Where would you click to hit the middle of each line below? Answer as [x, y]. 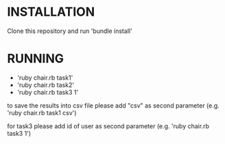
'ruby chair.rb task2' [45, 85]
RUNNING [35, 59]
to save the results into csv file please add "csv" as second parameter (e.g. [113, 105]
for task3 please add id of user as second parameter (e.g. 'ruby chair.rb [108, 126]
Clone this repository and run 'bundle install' [70, 31]
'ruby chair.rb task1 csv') [42, 112]
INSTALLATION [51, 12]
